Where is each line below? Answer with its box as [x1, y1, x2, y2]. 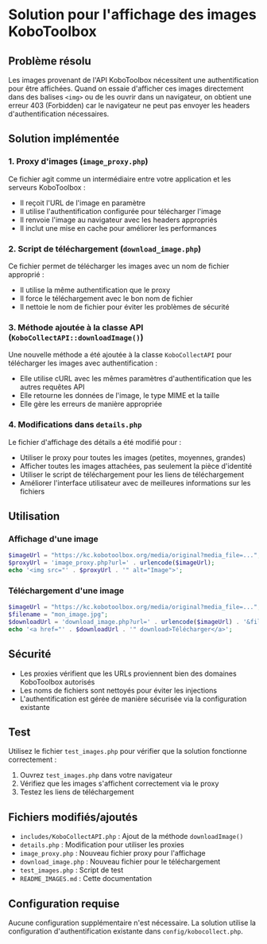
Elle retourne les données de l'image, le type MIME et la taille [19, 391, 220, 400]
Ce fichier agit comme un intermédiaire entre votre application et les [8, 174, 232, 184]
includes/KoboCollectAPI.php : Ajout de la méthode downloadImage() [19, 832, 244, 841]
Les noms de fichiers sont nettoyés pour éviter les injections [19, 685, 217, 695]
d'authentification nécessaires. [8, 109, 110, 119]
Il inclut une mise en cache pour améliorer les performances [19, 223, 217, 232]
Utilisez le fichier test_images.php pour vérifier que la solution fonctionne [8, 747, 248, 756]
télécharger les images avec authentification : [8, 358, 157, 368]
